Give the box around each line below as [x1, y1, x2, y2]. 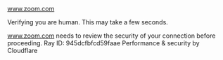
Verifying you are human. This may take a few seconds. [7, 18, 169, 26]
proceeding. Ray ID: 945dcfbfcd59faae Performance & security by [7, 39, 200, 47]
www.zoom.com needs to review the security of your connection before [7, 31, 216, 40]
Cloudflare [7, 47, 38, 54]
